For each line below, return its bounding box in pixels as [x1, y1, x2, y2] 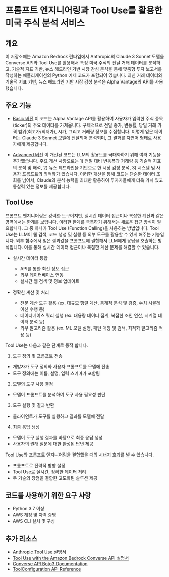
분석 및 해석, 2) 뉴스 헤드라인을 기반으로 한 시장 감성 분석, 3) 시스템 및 [18, 164, 155, 170]
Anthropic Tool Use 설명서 [12, 549, 67, 555]
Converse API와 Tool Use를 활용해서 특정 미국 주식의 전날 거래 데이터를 [5, 60, 147, 66]
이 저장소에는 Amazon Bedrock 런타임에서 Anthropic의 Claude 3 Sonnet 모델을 [5, 54, 164, 59]
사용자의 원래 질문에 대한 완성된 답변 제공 [12, 441, 94, 447]
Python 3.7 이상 [12, 506, 45, 512]
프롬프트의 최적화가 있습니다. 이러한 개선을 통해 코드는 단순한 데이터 [22, 171, 155, 177]
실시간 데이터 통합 [12, 255, 48, 261]
